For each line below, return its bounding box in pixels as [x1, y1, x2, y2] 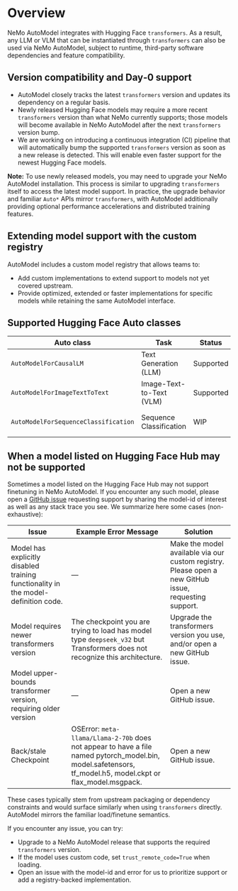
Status [199, 338, 222, 348]
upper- [33, 668, 59, 678]
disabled [11, 561, 40, 571]
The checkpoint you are [71, 617, 150, 627]
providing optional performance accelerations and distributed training [7, 202, 210, 211]
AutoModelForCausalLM [11, 359, 84, 368]
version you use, [169, 630, 225, 640]
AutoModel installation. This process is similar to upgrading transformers [7, 179, 220, 188]
